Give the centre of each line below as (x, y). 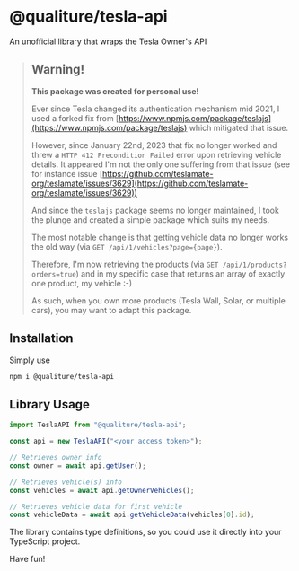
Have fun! (27, 559)
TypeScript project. (45, 541)
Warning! (58, 70)
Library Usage (49, 404)
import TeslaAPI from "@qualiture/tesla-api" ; (98, 425)
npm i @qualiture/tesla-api (62, 376)
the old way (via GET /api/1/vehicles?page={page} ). (127, 246)
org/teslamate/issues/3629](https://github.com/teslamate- (140, 183)
